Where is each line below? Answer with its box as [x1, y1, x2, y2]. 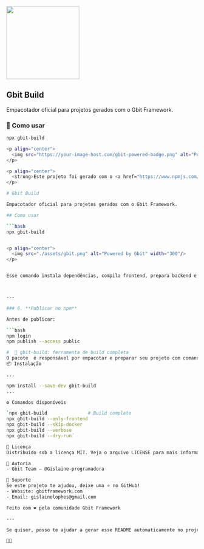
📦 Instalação [6, 361, 41, 367]
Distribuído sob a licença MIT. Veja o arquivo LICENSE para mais [6, 449, 178, 455]
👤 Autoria [6, 460, 32, 466]
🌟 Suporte [6, 477, 32, 483]
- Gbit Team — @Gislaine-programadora [6, 466, 104, 472]
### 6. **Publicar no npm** [6, 305, 78, 312]
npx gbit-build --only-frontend [6, 416, 88, 422]
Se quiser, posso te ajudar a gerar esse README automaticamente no [6, 527, 183, 533]
